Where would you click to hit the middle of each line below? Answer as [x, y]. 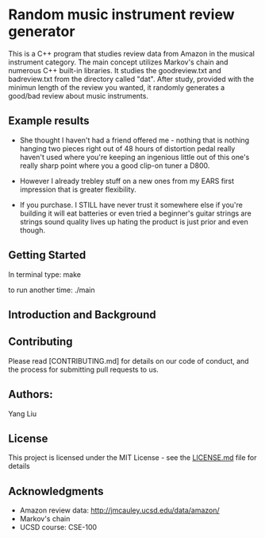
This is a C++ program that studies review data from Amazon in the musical [132, 53]
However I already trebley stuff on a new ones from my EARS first [127, 181]
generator [42, 31]
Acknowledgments [56, 491]
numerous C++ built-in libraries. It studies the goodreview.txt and [115, 70]
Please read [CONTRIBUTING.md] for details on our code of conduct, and [129, 361]
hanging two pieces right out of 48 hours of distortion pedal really [127, 148]
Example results [49, 121]
